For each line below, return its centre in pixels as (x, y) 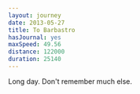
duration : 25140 (35, 60)
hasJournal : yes (35, 37)
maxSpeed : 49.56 (35, 45)
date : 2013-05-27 (37, 23)
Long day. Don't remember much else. (70, 81)
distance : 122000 (37, 52)
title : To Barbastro (42, 30)
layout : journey (35, 15)
